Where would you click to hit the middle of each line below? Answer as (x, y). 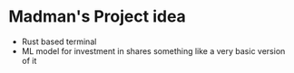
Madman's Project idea (98, 17)
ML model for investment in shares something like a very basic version (153, 50)
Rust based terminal (59, 41)
